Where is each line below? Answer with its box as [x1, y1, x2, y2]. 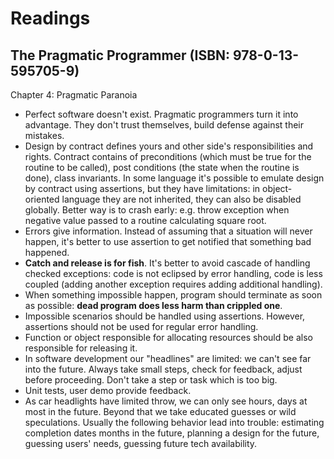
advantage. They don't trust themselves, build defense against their [24, 119, 305, 131]
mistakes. [24, 130, 65, 141]
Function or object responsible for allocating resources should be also [24, 332, 313, 343]
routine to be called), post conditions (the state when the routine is [24, 162, 300, 173]
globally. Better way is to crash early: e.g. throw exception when [24, 204, 290, 216]
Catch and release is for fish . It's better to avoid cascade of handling [24, 257, 311, 269]
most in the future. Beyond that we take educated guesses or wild [24, 406, 297, 417]
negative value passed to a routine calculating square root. [24, 215, 267, 226]
